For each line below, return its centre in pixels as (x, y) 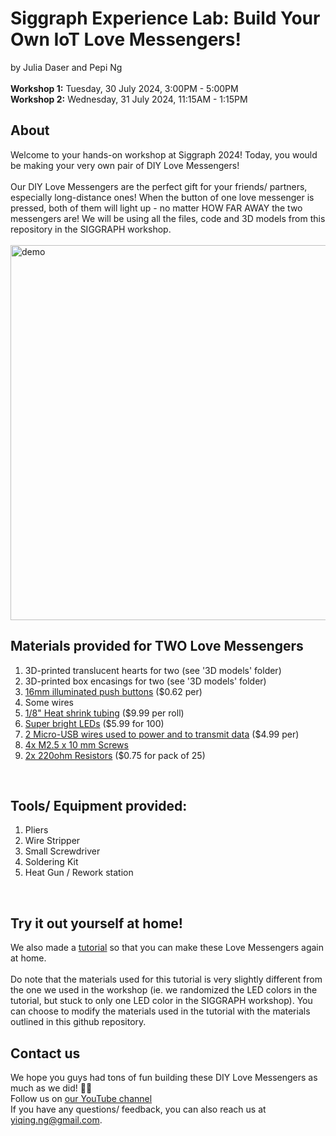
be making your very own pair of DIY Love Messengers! (125, 165)
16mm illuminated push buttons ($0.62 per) (113, 691)
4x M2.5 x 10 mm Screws (76, 744)
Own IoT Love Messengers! (126, 39)
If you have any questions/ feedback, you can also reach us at (138, 1109)
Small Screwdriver (62, 851)
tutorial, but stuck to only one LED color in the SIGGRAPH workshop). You (161, 1001)
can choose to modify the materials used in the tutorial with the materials (160, 1011)
